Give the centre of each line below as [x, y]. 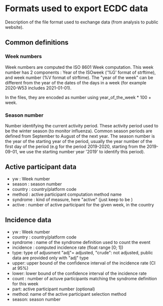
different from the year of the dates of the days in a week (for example [76, 82]
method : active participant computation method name [67, 194]
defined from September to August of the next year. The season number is [80, 136]
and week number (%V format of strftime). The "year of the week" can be [79, 77]
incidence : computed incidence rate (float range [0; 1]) [68, 247]
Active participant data [41, 167]
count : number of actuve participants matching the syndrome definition [84, 278]
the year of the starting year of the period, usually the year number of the [79, 141]
